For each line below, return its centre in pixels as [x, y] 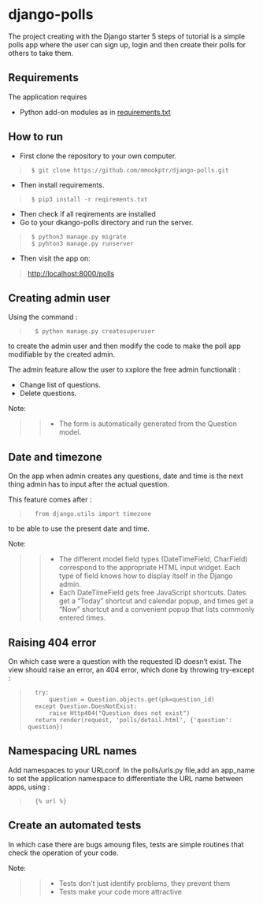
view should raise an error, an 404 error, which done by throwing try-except [131, 670]
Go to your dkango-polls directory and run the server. [106, 222]
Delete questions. [48, 393]
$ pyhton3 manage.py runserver [82, 243]
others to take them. [41, 53]
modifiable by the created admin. [62, 354]
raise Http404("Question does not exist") [119, 713]
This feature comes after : [50, 500]
